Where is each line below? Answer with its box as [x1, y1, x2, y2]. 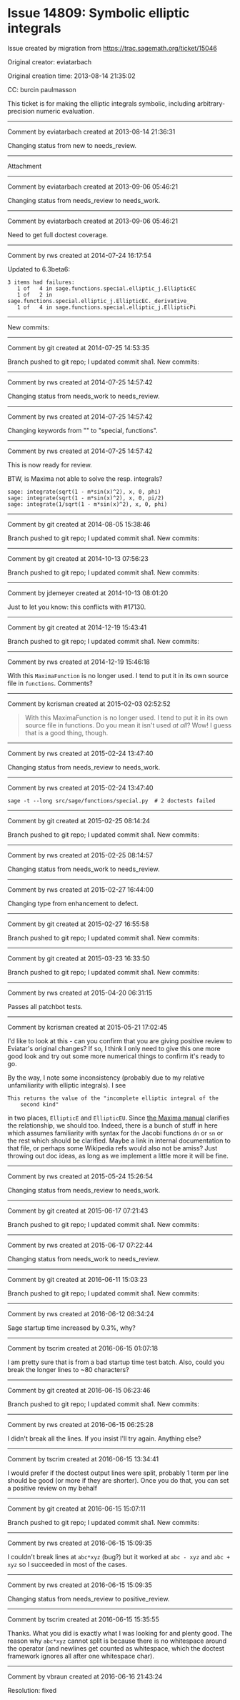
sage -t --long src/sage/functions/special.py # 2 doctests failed [7, 797, 216, 805]
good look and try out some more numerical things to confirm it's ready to [7, 1052, 225, 1060]
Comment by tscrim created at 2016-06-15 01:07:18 [7, 1343, 159, 1352]
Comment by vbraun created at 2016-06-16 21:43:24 [7, 1672, 163, 1681]
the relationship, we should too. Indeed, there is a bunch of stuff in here [7, 1120, 218, 1130]
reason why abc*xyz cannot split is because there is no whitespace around [7, 1636, 227, 1645]
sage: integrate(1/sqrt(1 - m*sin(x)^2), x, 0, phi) [7, 500, 168, 508]
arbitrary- [196, 99, 226, 108]
